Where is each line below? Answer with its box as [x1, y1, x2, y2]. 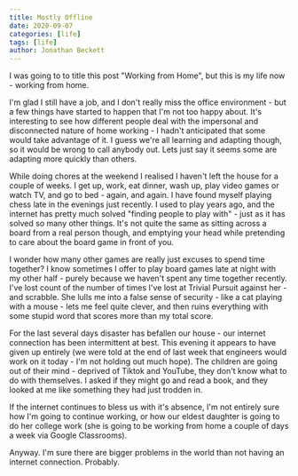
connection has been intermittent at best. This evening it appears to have [9, 337, 277, 348]
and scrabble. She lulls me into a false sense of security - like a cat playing [9, 292, 283, 303]
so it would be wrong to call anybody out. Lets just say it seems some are [9, 144, 278, 155]
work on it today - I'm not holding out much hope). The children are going [9, 356, 278, 367]
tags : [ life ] [9, 37, 58, 47]
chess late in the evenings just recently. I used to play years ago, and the [9, 199, 275, 210]
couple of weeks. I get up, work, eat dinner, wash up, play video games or [9, 180, 279, 191]
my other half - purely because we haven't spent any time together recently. [9, 273, 288, 284]
